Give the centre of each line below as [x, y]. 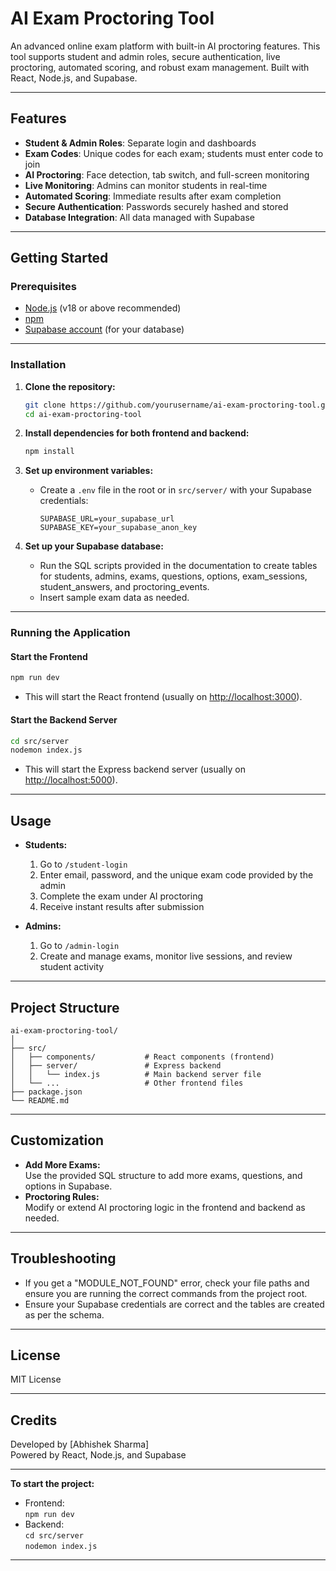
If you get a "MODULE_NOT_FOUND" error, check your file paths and [167, 1283]
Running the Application [70, 633]
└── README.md [40, 1100]
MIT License [36, 1379]
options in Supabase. [68, 1186]
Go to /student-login [83, 864]
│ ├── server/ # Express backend [116, 1065]
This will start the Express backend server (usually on [135, 769]
